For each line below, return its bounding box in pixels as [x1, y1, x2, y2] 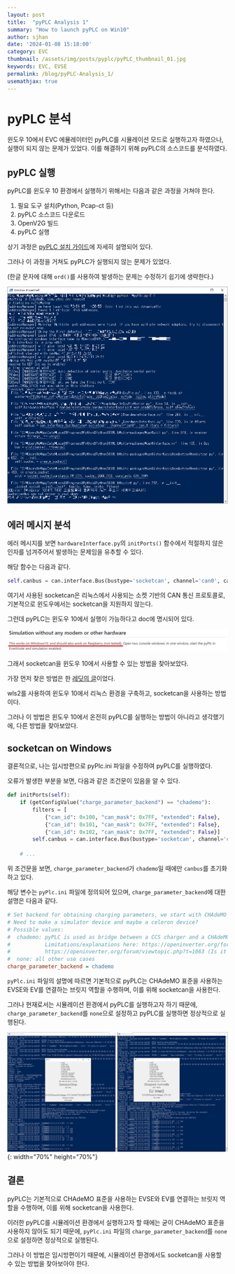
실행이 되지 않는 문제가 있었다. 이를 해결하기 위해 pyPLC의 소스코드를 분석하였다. [7, 144, 227, 153]
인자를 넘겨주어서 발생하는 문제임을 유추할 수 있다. [7, 548, 144, 556]
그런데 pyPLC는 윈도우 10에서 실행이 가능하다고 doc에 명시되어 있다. [7, 615, 194, 623]
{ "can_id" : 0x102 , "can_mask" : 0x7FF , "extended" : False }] [44, 829, 220, 836]
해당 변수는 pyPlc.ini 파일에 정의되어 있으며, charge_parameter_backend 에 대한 [7, 888, 226, 896]
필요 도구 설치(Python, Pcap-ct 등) [17, 202, 114, 210]
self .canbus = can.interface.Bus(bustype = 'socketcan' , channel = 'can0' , [7, 578, 220, 585]
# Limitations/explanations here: [7, 941, 139, 948]
